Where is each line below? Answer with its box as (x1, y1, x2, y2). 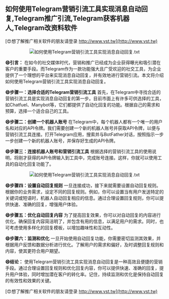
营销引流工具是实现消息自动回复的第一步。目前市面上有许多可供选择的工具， (5, 95, 164, 101)
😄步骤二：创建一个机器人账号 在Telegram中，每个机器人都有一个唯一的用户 (5, 118, 163, 125)
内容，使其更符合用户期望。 (5, 248, 63, 254)
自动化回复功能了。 (14, 161, 54, 167)
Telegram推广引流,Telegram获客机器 (14, 14, 130, 23)
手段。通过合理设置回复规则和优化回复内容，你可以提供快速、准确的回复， (5, 265, 159, 271)
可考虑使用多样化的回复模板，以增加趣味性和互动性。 (5, 224, 116, 230)
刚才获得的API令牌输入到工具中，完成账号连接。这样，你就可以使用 (18, 154, 158, 160)
